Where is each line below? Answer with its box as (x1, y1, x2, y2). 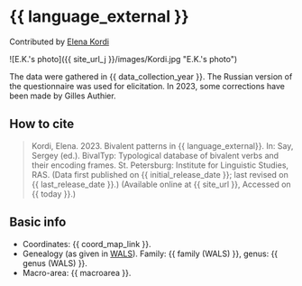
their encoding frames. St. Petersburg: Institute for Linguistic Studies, (31, 160, 289, 171)
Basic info (9, 215, 67, 230)
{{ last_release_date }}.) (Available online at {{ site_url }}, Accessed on (31, 179, 291, 189)
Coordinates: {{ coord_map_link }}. (22, 238, 151, 249)
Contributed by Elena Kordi (9, 36, 110, 47)
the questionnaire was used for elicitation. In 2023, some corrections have (9, 80, 286, 91)
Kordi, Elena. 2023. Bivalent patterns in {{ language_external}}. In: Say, (31, 140, 294, 151)
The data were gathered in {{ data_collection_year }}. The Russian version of (9, 70, 293, 82)
